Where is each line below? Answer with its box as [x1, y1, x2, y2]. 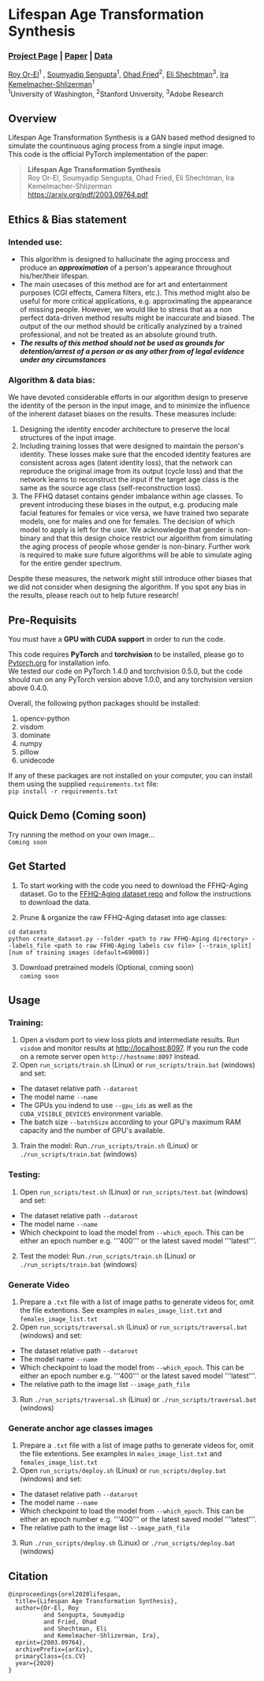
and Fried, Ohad [43, 1618, 97, 1626]
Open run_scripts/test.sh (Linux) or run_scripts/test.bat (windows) [19, 1187, 248, 1196]
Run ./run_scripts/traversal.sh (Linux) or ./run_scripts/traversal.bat [19, 1394, 257, 1404]
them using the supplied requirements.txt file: [8, 779, 159, 789]
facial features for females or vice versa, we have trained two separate [19, 509, 250, 518]
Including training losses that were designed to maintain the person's [19, 442, 244, 451]
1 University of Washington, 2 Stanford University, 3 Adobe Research [8, 88, 224, 99]
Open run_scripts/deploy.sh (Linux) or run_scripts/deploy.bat [19, 1466, 227, 1475]
